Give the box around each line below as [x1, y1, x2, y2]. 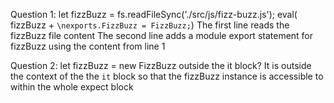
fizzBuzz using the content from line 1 [10, 40, 166, 52]
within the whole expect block [10, 81, 134, 93]
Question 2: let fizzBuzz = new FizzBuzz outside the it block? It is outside [10, 60, 312, 71]
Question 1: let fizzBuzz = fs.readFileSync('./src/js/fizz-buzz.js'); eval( [10, 9, 298, 20]
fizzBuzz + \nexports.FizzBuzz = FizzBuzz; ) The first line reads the [10, 19, 290, 31]
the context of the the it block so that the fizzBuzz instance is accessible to [10, 70, 324, 82]
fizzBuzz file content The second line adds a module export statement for [10, 30, 314, 41]
